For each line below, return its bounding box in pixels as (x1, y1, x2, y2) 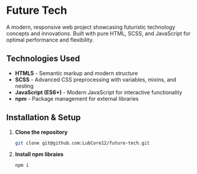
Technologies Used (6, 53, 80, 64)
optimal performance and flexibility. (6, 36, 94, 43)
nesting (14, 82, 34, 89)
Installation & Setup (6, 112, 81, 123)
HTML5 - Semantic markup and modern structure (14, 70, 138, 77)
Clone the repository (14, 128, 68, 136)
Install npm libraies (14, 151, 64, 158)
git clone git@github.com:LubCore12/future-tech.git (14, 140, 150, 146)
